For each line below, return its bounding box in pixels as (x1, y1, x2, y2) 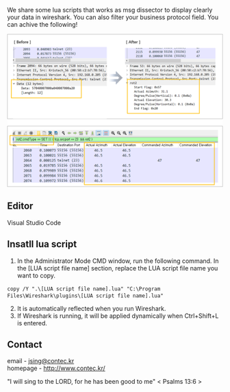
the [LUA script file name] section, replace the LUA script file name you (16, 264, 218, 272)
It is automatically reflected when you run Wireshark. (16, 304, 166, 312)
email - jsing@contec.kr (7, 357, 75, 365)
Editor (7, 200, 34, 212)
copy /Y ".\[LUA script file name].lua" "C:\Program (7, 285, 161, 292)
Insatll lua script (7, 238, 77, 250)
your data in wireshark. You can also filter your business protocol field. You (7, 13, 219, 21)
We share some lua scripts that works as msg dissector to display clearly (7, 6, 213, 14)
